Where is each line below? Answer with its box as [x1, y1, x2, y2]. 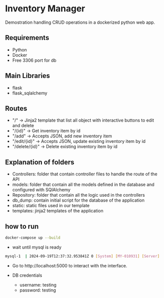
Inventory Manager [5, 3, 85, 14]
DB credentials [12, 272, 42, 278]
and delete [12, 123, 34, 128]
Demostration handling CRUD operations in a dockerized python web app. [5, 19, 155, 25]
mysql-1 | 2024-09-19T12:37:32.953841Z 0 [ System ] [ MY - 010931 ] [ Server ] [5, 254, 160, 258]
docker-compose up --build [5, 235, 61, 240]
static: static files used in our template [12, 203, 90, 209]
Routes [5, 104, 28, 113]
